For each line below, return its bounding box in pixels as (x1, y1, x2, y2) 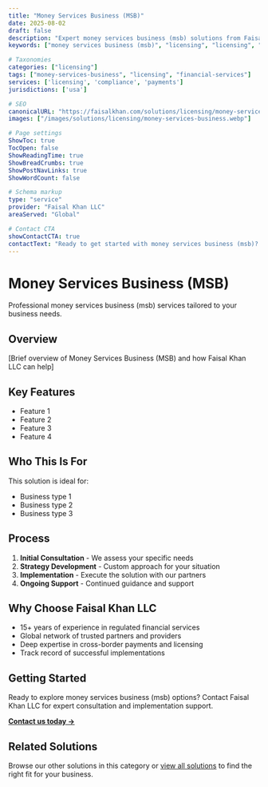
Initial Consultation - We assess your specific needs (19, 553, 194, 562)
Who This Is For (8, 455, 88, 468)
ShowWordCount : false (8, 173, 81, 182)
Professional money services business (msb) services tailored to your (8, 300, 238, 310)
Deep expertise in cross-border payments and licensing (19, 640, 203, 650)
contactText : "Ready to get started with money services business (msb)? (8, 240, 259, 248)
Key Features (8, 385, 76, 399)
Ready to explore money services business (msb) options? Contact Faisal (8, 693, 250, 702)
